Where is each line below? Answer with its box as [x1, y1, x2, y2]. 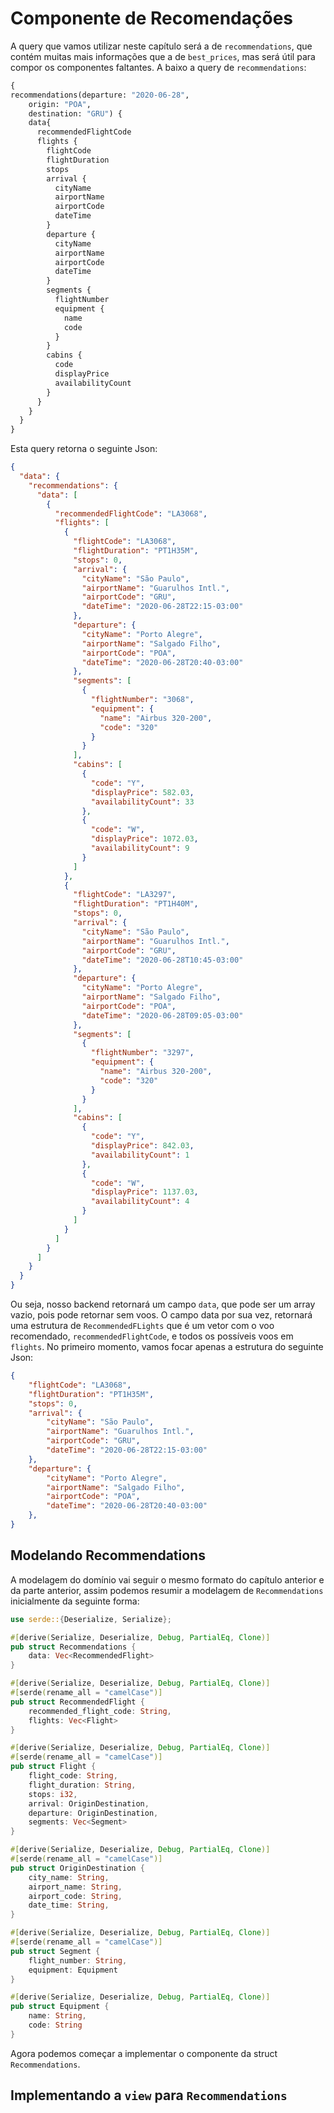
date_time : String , [28, 1900, 110, 1911]
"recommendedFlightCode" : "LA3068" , [54, 508, 208, 519]
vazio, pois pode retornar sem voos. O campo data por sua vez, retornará [10, 1309, 313, 1321]
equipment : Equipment [28, 1965, 118, 1975]
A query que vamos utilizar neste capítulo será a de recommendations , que [10, 40, 313, 52]
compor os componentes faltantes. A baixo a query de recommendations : [10, 61, 307, 73]
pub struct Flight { [10, 1762, 97, 1772]
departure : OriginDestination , [28, 1808, 159, 1818]
